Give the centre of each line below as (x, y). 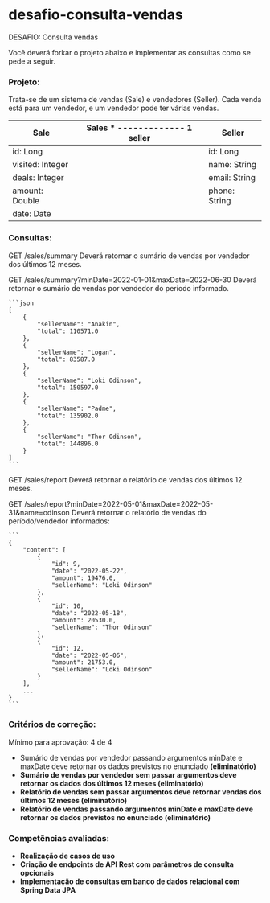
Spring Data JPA (48, 890)
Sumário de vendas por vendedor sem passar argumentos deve (128, 774)
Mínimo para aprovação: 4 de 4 (60, 742)
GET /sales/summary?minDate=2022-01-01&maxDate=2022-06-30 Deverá (133, 280)
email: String (232, 178)
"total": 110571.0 (68, 331)
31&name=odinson (39, 512)
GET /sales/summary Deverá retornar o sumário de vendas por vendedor (129, 256)
